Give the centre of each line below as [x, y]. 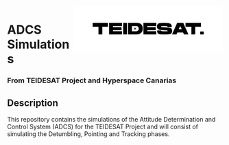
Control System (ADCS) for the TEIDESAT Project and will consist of [103, 126]
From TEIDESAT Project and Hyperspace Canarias [92, 80]
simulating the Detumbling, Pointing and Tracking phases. [88, 134]
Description [33, 103]
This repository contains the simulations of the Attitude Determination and [111, 119]
